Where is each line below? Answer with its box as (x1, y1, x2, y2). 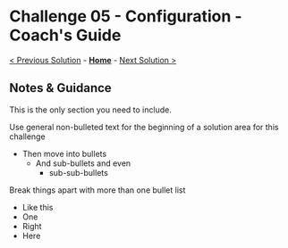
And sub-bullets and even (35, 158, 131, 169)
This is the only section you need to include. (9, 104, 172, 115)
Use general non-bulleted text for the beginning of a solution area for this (9, 121, 279, 132)
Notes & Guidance (9, 80, 112, 95)
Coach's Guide (9, 25, 122, 45)
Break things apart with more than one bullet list (9, 185, 186, 195)
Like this (21, 202, 54, 212)
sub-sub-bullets (48, 167, 109, 178)
